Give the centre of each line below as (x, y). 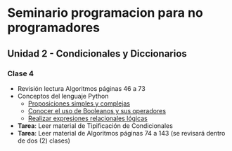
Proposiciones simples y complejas (79, 103)
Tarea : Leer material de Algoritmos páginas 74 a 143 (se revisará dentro (121, 133)
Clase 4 (20, 73)
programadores (54, 28)
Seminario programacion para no (105, 13)
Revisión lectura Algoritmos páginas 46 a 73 (81, 88)
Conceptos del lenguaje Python (63, 96)
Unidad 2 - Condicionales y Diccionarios (97, 53)
